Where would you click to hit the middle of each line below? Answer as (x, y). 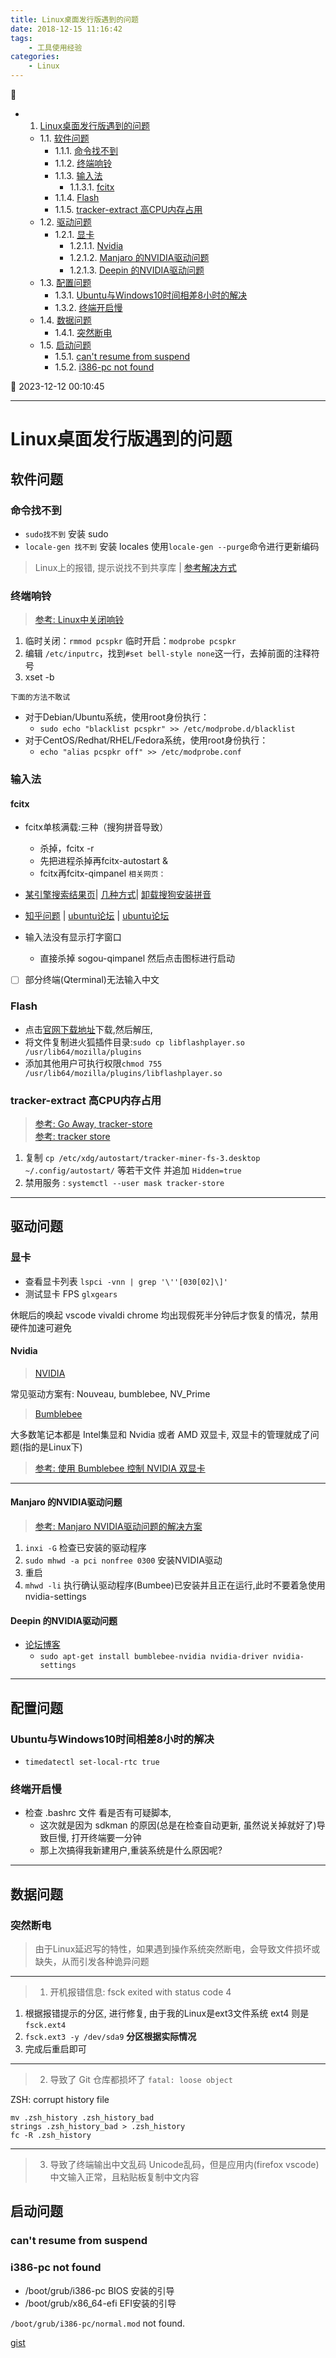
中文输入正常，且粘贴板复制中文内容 (124, 2177)
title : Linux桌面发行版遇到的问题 (74, 19)
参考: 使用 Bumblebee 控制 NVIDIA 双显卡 (120, 1468)
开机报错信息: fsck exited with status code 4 (140, 1992)
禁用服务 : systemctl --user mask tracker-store (124, 1182)
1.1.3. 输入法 (78, 175)
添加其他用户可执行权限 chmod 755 (93, 1063)
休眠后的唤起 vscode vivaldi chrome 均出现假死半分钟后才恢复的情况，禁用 (164, 1315)
